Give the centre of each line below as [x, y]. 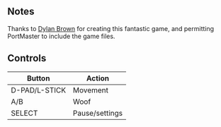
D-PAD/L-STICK [38, 90]
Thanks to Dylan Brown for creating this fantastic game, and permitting [111, 28]
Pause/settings [98, 113]
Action [98, 78]
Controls [27, 58]
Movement [91, 90]
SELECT [24, 113]
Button [39, 78]
